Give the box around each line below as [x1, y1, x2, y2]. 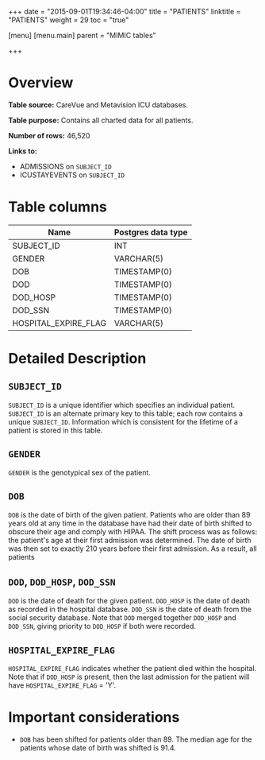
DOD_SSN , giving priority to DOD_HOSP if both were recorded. [8, 622, 197, 631]
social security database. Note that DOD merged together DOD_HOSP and [8, 613, 236, 622]
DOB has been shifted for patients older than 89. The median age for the [19, 735, 252, 744]
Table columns [8, 198, 107, 216]
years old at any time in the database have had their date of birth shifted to [8, 518, 252, 528]
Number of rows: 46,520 [8, 130, 90, 140]
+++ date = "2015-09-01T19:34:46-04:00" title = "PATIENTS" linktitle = [8, 7, 241, 16]
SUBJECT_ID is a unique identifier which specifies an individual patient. [8, 400, 236, 409]
